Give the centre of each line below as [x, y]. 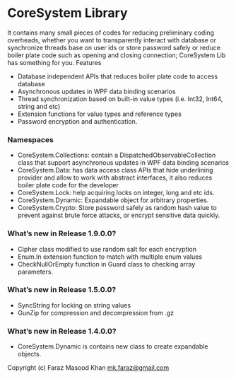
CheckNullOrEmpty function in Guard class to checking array [106, 264]
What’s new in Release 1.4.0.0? [62, 331]
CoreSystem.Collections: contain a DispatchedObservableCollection [117, 155]
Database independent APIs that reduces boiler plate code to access [117, 76]
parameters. [35, 272]
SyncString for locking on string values [74, 305]
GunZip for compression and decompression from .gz [96, 313]
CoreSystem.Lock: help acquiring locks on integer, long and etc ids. [116, 193]
